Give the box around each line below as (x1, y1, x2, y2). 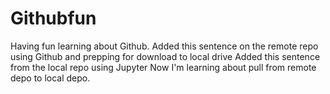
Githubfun (10, 7, 97, 30)
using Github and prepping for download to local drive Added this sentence (10, 50, 321, 62)
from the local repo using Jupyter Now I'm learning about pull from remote (10, 61, 317, 73)
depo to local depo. (10, 72, 91, 84)
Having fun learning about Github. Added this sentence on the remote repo (10, 40, 319, 52)
